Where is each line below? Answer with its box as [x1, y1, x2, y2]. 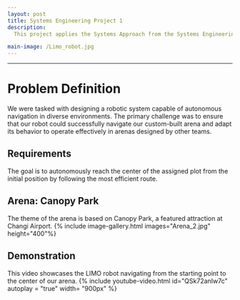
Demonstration [7, 250, 76, 262]
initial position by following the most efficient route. [7, 174, 158, 183]
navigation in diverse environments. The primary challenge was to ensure [7, 112, 224, 121]
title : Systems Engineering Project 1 [7, 17, 123, 24]
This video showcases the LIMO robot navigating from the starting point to [7, 269, 226, 277]
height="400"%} [7, 229, 57, 238]
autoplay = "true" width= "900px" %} [7, 284, 118, 293]
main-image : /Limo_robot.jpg [7, 44, 94, 51]
